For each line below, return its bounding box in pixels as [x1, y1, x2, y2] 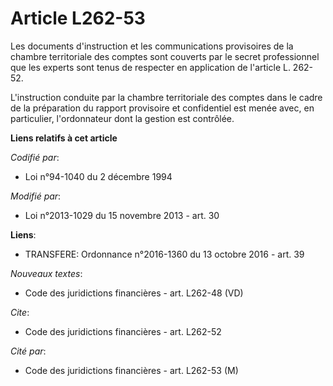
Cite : [10, 306, 30, 318]
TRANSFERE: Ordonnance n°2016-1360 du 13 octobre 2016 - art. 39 [24, 248, 305, 260]
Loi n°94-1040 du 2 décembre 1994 [24, 170, 173, 182]
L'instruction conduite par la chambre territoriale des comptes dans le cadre [10, 91, 323, 103]
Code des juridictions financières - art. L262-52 [24, 325, 222, 337]
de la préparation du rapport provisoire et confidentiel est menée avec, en [10, 102, 315, 114]
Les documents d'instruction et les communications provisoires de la [10, 40, 294, 52]
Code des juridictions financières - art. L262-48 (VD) [24, 287, 244, 299]
